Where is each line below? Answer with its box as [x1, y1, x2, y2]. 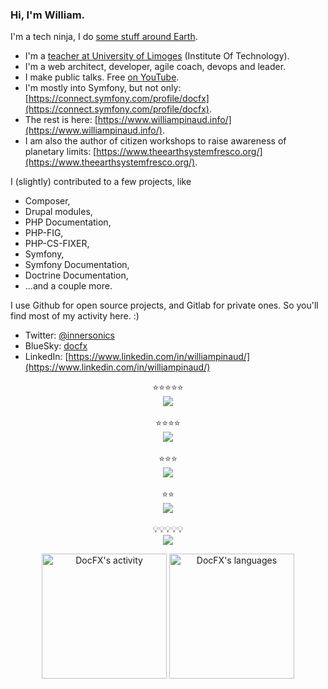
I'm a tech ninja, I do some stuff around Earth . [10, 31, 198, 43]
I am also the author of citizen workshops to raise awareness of [24, 135, 287, 147]
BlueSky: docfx [24, 340, 88, 352]
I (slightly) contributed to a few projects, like [10, 176, 192, 188]
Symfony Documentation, [24, 259, 130, 271]
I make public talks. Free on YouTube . [24, 71, 180, 83]
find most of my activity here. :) [10, 310, 140, 322]
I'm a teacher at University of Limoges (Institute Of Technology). [24, 50, 290, 62]
